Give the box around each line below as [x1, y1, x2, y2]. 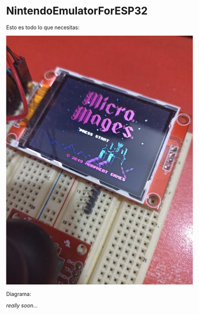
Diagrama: [6, 291, 31, 297]
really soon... [6, 302, 38, 309]
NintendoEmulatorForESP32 [6, 4, 148, 18]
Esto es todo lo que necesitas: [6, 24, 80, 31]
